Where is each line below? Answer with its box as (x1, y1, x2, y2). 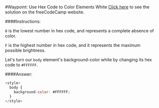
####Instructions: (5, 19, 41, 24)
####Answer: (5, 71, 32, 77)
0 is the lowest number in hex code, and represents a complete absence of (5, 28, 154, 33)
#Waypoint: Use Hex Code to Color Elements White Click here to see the (5, 4, 150, 10)
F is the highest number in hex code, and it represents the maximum (5, 42, 141, 48)
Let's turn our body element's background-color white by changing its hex (5, 57, 152, 62)
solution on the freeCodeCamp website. (5, 9, 85, 15)
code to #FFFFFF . (5, 62, 38, 67)
